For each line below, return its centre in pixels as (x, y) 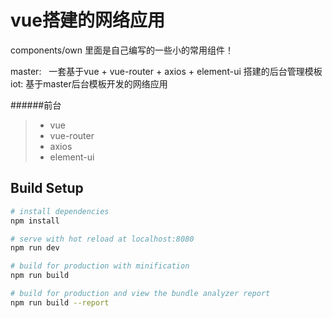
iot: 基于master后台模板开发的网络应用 (89, 83)
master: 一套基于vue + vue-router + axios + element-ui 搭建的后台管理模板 (166, 71)
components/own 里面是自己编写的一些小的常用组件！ (122, 50)
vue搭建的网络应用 (87, 20)
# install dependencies (60, 211)
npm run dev (35, 248)
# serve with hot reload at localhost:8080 (102, 239)
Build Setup (47, 188)
